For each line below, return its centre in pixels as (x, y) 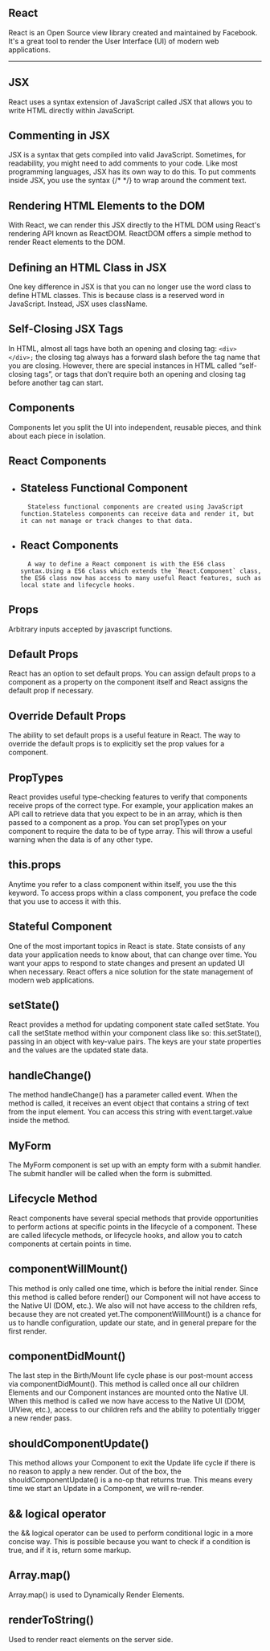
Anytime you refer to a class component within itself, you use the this (123, 884)
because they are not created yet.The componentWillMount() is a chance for (135, 1314)
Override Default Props (67, 715)
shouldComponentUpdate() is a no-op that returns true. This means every (131, 1480)
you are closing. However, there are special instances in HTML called (123, 366)
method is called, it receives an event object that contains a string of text (129, 1103)
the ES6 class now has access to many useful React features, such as (141, 578)
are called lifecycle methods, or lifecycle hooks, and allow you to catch (125, 1235)
